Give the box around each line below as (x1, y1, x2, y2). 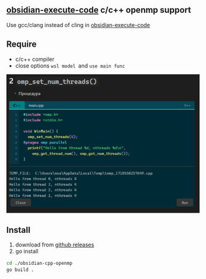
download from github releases (15, 241, 94, 248)
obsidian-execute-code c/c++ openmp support (6, 5, 191, 15)
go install (15, 248, 39, 255)
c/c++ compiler (15, 55, 55, 63)
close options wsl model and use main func (15, 61, 126, 69)
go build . (6, 267, 34, 273)
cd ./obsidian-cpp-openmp (6, 261, 72, 267)
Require (6, 39, 37, 50)
